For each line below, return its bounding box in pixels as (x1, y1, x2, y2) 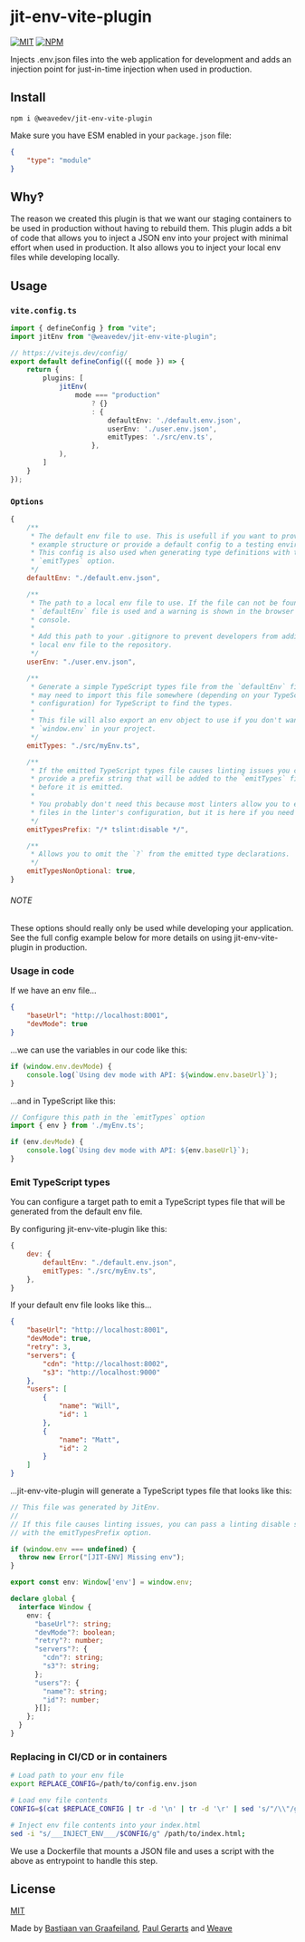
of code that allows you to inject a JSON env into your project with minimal (10, 233, 289, 244)
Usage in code (10, 965, 75, 977)
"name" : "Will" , (58, 1402, 120, 1411)
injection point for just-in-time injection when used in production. (10, 63, 253, 74)
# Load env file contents (10, 1796, 108, 1805)
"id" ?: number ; (43, 1695, 100, 1704)
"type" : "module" (26, 156, 92, 165)
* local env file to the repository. (30, 641, 173, 650)
